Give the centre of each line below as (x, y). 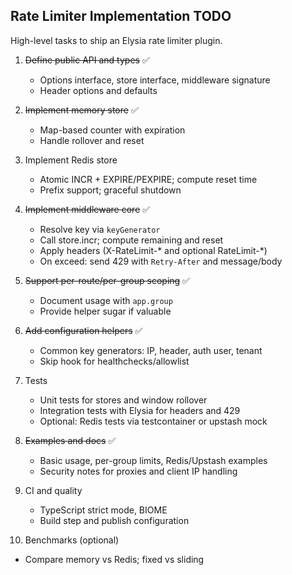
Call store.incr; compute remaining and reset (131, 240)
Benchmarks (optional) (72, 540)
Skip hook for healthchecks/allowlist (114, 361)
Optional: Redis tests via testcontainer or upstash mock (153, 421)
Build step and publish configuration (114, 520)
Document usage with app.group (106, 300)
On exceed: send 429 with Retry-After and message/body (161, 261)
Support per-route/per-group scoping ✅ (107, 280)
